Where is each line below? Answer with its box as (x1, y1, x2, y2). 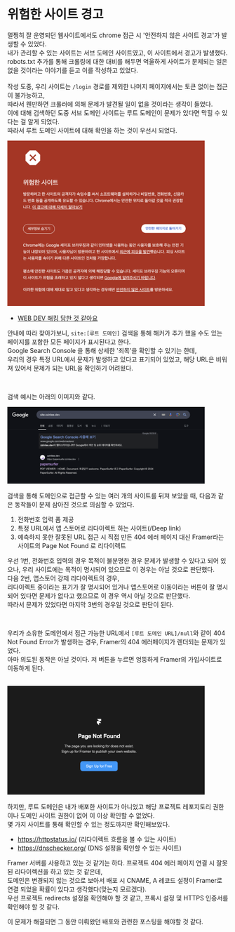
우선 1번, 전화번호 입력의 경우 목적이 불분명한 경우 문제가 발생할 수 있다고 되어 (7, 556, 220, 565)
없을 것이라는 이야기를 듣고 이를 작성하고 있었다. (7, 66, 139, 74)
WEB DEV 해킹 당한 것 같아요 (17, 314, 98, 322)
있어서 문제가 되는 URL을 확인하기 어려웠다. (14, 364, 133, 372)
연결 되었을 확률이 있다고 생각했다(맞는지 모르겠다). (7, 885, 147, 893)
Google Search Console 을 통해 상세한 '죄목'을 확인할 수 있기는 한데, (7, 346, 197, 354)
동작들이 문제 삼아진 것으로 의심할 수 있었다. (14, 500, 135, 509)
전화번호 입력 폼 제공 (17, 515, 74, 524)
